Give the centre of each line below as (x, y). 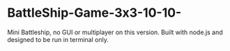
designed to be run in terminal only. (58, 39)
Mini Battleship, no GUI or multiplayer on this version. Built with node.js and (115, 32)
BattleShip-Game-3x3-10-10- (94, 13)
